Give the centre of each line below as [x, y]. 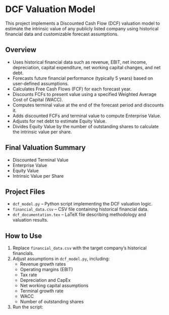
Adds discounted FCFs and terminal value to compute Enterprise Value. [87, 116]
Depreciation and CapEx [45, 280]
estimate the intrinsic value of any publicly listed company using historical [82, 28]
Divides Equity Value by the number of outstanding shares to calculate [86, 126]
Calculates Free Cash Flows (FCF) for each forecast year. [72, 89]
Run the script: [28, 307]
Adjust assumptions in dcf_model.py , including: [61, 259]
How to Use [24, 236]
